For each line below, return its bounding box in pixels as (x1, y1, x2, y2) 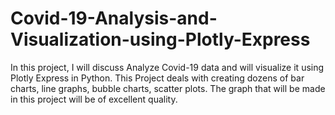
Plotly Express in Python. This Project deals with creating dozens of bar (10, 72, 305, 84)
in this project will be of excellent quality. (10, 93, 178, 105)
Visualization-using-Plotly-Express (10, 28, 311, 51)
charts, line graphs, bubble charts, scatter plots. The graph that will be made (10, 82, 326, 94)
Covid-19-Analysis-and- (10, 7, 218, 30)
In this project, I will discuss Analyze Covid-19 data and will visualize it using (10, 61, 325, 73)
